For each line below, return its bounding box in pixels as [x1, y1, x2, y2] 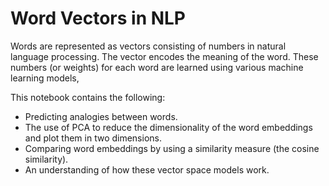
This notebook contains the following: [10, 91, 166, 103]
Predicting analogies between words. [24, 110, 178, 122]
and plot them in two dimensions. [24, 132, 162, 144]
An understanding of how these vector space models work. [24, 163, 270, 176]
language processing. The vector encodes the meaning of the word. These [10, 50, 319, 62]
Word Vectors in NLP [10, 7, 187, 30]
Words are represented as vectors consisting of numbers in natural [10, 40, 287, 52]
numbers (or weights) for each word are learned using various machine [10, 61, 304, 73]
